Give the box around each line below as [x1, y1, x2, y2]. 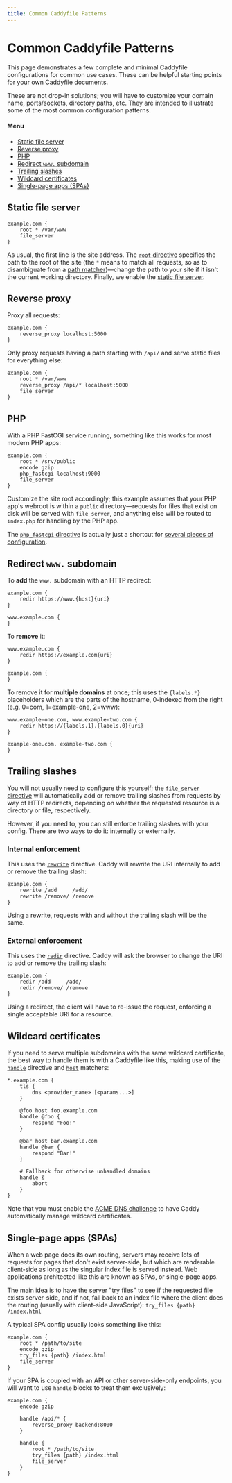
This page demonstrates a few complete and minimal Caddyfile [7, 63, 188, 72]
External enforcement [7, 936, 82, 946]
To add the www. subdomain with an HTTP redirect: [7, 576, 152, 585]
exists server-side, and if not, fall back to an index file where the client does [7, 1293, 224, 1302]
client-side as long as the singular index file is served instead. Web [7, 1265, 198, 1274]
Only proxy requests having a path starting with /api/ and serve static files [7, 349, 221, 358]
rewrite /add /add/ [19, 887, 89, 894]
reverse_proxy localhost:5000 [19, 330, 107, 337]
